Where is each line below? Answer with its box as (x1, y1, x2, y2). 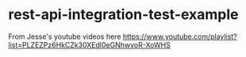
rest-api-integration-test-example (8, 6, 240, 24)
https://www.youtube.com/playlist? (122, 32, 237, 41)
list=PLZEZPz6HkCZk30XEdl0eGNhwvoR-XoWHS (8, 40, 171, 49)
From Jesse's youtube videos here (8, 32, 121, 41)
